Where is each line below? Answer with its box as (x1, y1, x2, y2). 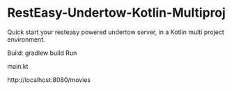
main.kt (7, 62, 29, 70)
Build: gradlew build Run (7, 49, 77, 57)
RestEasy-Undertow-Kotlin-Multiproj (7, 5, 226, 21)
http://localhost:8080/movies (7, 75, 91, 84)
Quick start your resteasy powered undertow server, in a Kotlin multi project (7, 28, 224, 36)
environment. (7, 35, 45, 43)
